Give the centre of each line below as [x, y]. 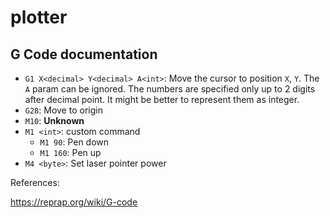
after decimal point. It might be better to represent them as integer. [162, 99]
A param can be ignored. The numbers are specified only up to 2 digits [170, 89]
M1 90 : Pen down [74, 142]
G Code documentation [84, 54]
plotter [39, 17]
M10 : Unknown [54, 120]
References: [35, 182]
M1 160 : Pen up [70, 152]
